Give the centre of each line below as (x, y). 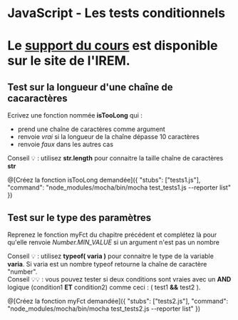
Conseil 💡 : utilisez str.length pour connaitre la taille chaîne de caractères (115, 158)
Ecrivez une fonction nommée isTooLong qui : (75, 115)
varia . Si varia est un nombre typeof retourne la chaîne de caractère (107, 264)
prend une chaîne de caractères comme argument (91, 129)
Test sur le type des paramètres (79, 218)
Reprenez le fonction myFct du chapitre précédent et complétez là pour (112, 234)
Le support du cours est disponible (113, 46)
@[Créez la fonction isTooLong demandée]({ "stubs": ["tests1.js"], (104, 180)
